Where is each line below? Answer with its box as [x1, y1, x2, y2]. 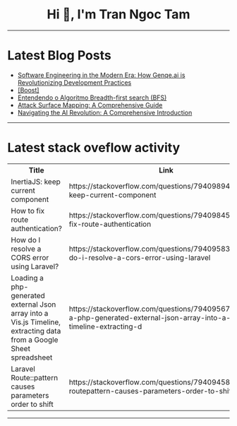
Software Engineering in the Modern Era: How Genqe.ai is [17, 71, 186, 79]
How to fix [11, 206, 45, 215]
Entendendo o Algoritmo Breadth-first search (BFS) [17, 93, 167, 102]
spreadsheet [11, 353, 53, 362]
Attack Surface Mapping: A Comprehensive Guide [17, 100, 163, 109]
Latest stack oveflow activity [7, 140, 181, 156]
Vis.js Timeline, [11, 317, 61, 327]
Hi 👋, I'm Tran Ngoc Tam [47, 6, 190, 23]
